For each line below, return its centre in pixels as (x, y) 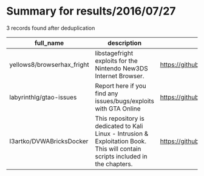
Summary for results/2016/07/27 (91, 11)
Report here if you (121, 86)
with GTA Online (118, 109)
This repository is (120, 118)
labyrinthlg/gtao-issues (43, 97)
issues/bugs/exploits (125, 101)
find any (107, 93)
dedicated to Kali (119, 126)
